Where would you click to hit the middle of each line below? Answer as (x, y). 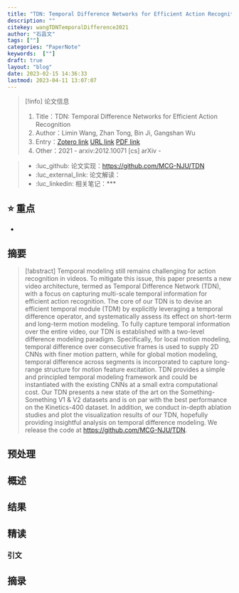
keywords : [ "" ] (31, 54)
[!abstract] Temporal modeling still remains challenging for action (120, 271)
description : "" (31, 21)
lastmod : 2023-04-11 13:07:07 (52, 80)
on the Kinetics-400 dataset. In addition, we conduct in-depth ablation (128, 407)
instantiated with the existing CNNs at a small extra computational (121, 385)
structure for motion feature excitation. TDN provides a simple (134, 369)
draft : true (25, 61)
